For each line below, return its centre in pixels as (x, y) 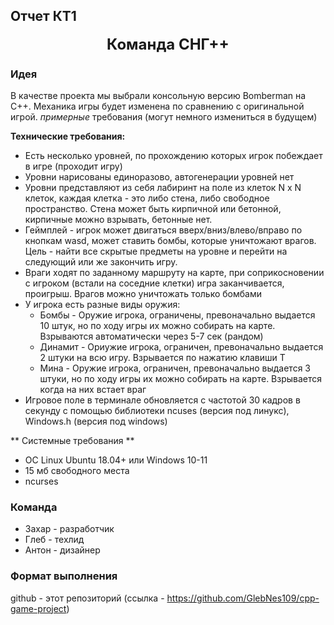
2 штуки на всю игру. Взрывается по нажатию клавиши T (162, 358)
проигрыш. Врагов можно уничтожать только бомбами (143, 294)
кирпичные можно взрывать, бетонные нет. (118, 220)
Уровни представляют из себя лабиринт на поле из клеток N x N (163, 188)
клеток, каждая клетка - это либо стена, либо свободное (147, 198)
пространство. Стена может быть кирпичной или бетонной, (153, 209)
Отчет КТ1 (43, 16)
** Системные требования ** (72, 441)
